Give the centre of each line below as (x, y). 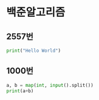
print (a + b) (20, 91)
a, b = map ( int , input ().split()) (50, 85)
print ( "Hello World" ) (34, 51)
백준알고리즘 (36, 12)
